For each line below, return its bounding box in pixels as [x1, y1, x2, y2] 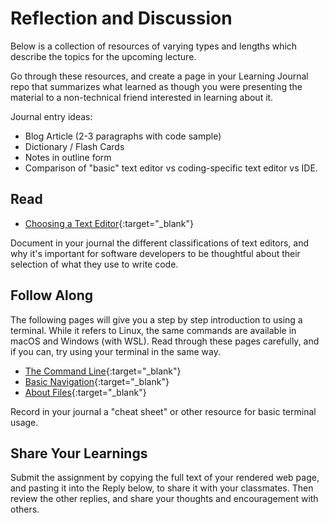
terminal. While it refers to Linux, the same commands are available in [10, 324, 297, 336]
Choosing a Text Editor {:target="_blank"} [24, 217, 194, 229]
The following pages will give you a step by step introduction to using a [10, 313, 303, 326]
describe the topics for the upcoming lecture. [10, 50, 197, 62]
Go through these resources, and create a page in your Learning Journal [10, 70, 309, 82]
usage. [10, 416, 39, 428]
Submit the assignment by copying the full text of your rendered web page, [10, 472, 320, 484]
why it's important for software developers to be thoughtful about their [10, 247, 301, 259]
